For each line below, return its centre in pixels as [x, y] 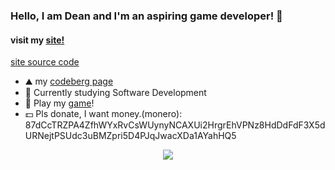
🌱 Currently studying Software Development [115, 93]
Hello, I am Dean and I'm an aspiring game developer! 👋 [146, 16]
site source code [45, 62]
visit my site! [37, 40]
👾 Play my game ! [59, 103]
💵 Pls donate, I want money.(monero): [103, 114]
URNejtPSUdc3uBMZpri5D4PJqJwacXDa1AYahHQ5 [130, 136]
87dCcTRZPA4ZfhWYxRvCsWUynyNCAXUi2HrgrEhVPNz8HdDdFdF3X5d [175, 125]
